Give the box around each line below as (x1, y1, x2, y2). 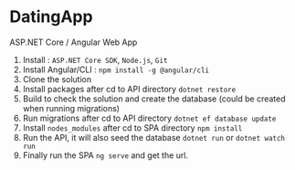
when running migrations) (22, 102, 121, 113)
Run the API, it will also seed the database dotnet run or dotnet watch (22, 132, 286, 143)
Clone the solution (22, 73, 92, 84)
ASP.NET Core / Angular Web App (9, 37, 138, 48)
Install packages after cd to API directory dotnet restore (22, 83, 237, 94)
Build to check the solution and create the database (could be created (22, 93, 286, 104)
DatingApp (9, 6, 93, 27)
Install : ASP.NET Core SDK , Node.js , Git (22, 54, 168, 65)
